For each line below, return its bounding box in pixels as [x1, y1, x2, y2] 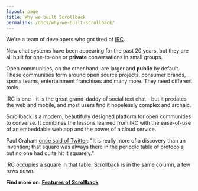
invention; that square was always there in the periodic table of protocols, [6, 143, 185, 151]
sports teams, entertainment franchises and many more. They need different [6, 77, 193, 85]
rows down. [6, 167, 35, 174]
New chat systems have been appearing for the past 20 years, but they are [6, 47, 189, 54]
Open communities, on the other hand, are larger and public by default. [6, 65, 180, 72]
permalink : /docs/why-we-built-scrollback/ [6, 20, 115, 25]
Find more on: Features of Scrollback [6, 179, 99, 186]
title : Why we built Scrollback [6, 14, 86, 20]
